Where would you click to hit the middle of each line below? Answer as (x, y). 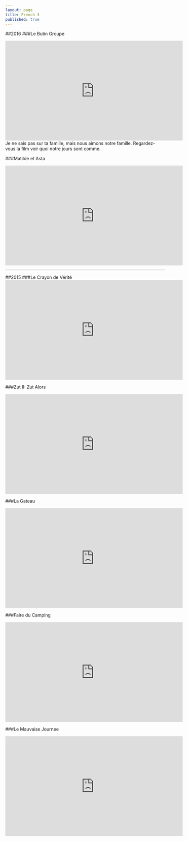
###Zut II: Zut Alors (26, 387)
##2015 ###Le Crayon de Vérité (39, 277)
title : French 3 (22, 15)
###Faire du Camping (28, 615)
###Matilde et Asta (25, 159)
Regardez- (144, 143)
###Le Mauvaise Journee (32, 729)
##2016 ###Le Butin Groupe (35, 34)
